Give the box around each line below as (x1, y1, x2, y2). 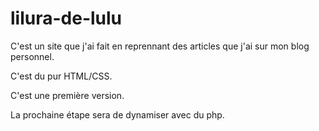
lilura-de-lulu (10, 7, 123, 30)
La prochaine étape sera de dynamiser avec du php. (10, 108, 225, 121)
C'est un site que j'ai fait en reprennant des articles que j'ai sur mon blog (10, 40, 310, 52)
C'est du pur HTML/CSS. (10, 70, 113, 82)
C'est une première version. (10, 89, 125, 101)
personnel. (10, 50, 55, 62)
